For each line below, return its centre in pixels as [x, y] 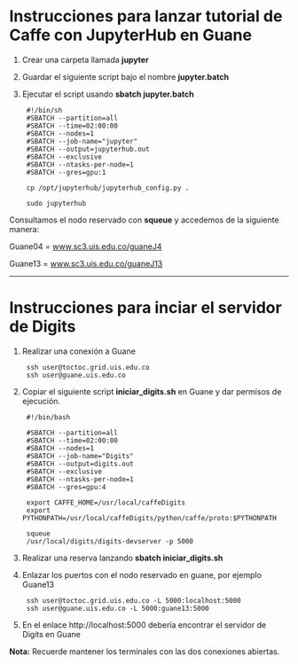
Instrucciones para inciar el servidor [145, 308]
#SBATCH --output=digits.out [80, 464]
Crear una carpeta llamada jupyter [85, 59]
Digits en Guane [51, 634]
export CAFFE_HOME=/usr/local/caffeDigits [106, 503]
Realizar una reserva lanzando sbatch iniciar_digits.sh [122, 558]
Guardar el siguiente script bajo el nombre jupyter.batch [125, 76]
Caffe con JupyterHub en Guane [131, 35]
